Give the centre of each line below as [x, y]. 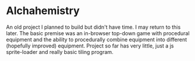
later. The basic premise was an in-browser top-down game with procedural [98, 33]
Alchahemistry [43, 11]
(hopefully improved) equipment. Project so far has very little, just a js [90, 46]
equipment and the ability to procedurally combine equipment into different [97, 39]
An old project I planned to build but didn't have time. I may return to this [93, 27]
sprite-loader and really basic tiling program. [60, 52]
